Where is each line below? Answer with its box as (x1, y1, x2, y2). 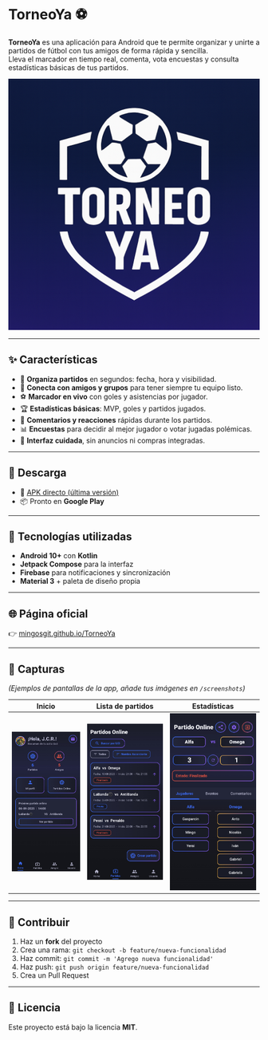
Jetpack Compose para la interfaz (19, 559, 134, 569)
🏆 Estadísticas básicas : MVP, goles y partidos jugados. (19, 404, 207, 413)
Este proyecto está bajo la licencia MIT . (8, 1022, 138, 1032)
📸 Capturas (8, 662, 65, 676)
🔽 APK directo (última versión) (19, 487, 120, 497)
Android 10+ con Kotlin (19, 551, 98, 561)
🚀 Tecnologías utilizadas (8, 530, 132, 543)
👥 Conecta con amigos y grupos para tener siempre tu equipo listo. (19, 383, 243, 392)
